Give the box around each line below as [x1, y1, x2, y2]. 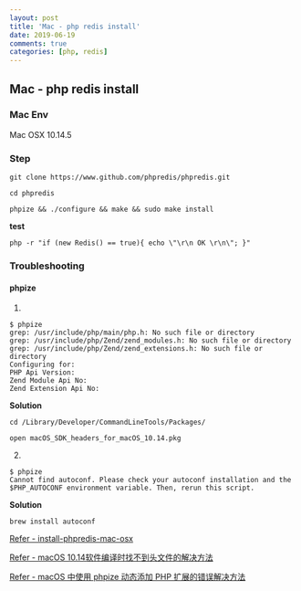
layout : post [9, 13, 59, 23]
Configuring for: [9, 360, 76, 370]
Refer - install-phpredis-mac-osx [9, 533, 134, 544]
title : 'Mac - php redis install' [9, 22, 141, 31]
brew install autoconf [9, 517, 96, 526]
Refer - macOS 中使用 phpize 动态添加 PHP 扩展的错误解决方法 [9, 572, 246, 583]
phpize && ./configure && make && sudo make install [9, 205, 214, 215]
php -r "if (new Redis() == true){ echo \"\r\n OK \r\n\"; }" [9, 238, 251, 248]
